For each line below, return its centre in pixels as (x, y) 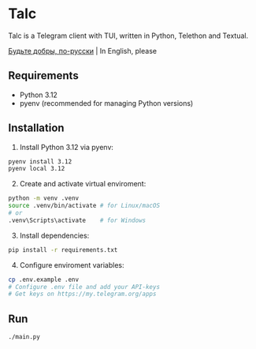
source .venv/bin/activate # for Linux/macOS (84, 206)
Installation (36, 128)
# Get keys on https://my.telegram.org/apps (82, 294)
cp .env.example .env (44, 280)
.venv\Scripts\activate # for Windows (77, 220)
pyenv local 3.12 (37, 169)
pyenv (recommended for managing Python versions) (106, 103)
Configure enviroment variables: (72, 265)
